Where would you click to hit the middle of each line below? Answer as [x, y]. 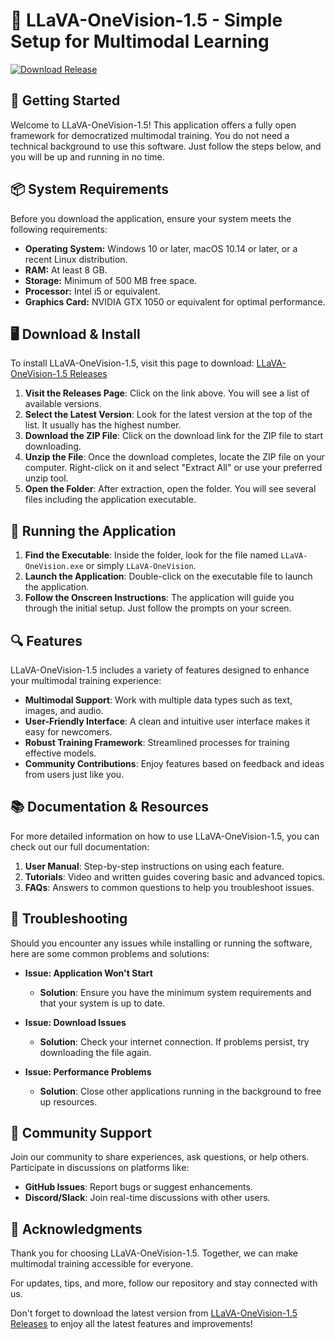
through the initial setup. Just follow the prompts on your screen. [158, 608]
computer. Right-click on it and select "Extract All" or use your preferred [173, 468]
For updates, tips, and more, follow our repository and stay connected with [164, 1283]
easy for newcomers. [68, 732]
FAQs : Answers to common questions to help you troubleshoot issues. [169, 887]
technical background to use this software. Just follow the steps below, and [166, 146]
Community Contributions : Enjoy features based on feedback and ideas [174, 763]
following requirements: [59, 229]
